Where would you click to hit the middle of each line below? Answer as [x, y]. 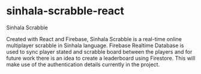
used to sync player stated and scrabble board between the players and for [99, 51]
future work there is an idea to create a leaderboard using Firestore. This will [101, 58]
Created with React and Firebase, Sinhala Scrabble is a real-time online [94, 39]
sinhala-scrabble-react [65, 11]
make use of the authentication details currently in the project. [83, 64]
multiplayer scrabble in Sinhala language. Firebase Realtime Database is [95, 45]
